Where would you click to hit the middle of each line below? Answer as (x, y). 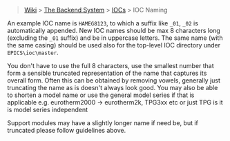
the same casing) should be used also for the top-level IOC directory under (114, 45)
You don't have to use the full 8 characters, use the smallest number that (111, 66)
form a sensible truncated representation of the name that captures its (107, 73)
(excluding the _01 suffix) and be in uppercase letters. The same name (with (115, 38)
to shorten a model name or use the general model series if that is (101, 95)
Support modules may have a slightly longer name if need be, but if (103, 123)
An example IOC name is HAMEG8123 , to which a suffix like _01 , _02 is (103, 23)
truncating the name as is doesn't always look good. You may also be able (113, 88)
